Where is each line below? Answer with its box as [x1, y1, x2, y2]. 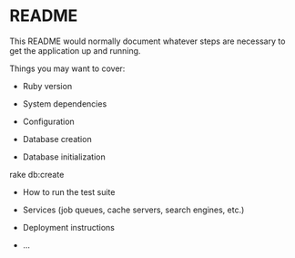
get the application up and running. [9, 45, 141, 56]
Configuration [22, 116, 75, 127]
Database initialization [22, 151, 107, 162]
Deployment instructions [22, 222, 116, 232]
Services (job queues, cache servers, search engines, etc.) [22, 204, 245, 215]
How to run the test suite [22, 186, 116, 197]
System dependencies [22, 98, 107, 109]
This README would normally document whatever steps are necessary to [9, 36, 286, 46]
